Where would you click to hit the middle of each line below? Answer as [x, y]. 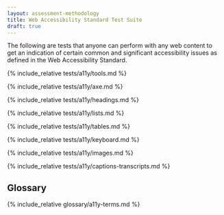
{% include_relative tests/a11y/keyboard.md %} [73, 140]
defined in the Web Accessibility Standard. [67, 60]
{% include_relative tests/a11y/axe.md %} [65, 87]
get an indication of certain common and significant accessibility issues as [112, 53]
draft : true [24, 26]
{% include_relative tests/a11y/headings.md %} [73, 100]
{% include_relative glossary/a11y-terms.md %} [74, 204]
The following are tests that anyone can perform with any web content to [110, 46]
